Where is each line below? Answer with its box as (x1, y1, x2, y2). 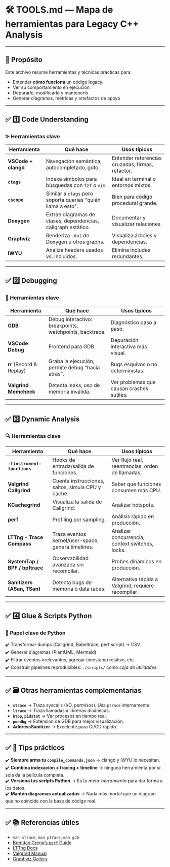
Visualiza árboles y (112, 232, 157, 239)
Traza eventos (52, 530, 87, 537)
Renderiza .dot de (46, 232, 90, 239)
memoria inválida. (48, 388, 91, 395)
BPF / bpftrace (8, 564, 44, 571)
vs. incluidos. (46, 253, 77, 260)
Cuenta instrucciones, (52, 477, 105, 484)
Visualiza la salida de (52, 498, 102, 505)
